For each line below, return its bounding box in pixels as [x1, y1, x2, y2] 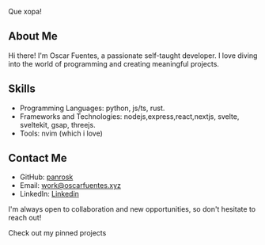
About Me [8, 29, 58, 43]
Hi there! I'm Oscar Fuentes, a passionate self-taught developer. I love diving [8, 51, 258, 60]
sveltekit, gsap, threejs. [19, 120, 97, 129]
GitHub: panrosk [19, 172, 74, 182]
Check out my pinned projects [8, 228, 107, 238]
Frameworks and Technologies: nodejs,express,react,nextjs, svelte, [19, 111, 240, 121]
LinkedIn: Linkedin [19, 189, 79, 199]
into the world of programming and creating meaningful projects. [8, 59, 220, 68]
